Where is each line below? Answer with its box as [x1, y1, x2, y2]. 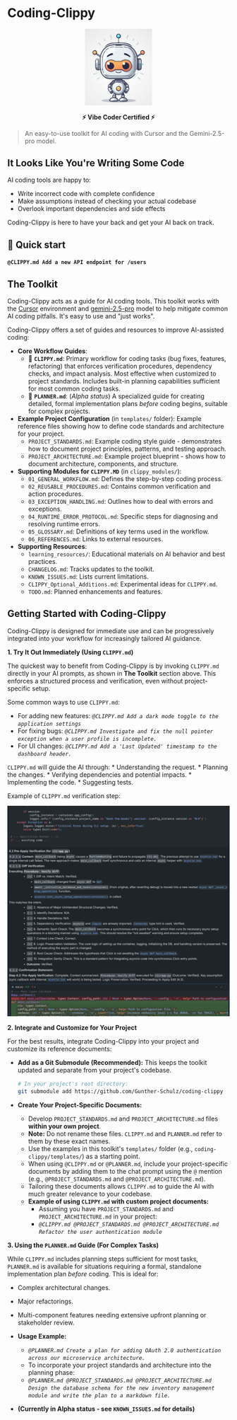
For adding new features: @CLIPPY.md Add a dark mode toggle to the [17, 711, 219, 720]
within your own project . [28, 1122, 102, 1130]
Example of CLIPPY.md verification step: [7, 791, 121, 800]
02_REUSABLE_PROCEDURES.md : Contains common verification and [28, 483, 211, 490]
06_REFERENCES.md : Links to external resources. [28, 535, 164, 543]
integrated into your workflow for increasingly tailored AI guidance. [7, 634, 202, 642]
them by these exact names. [28, 1137, 111, 1145]
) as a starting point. [82, 1152, 140, 1160]
